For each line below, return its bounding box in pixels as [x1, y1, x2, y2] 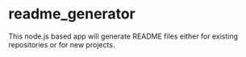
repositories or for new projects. [8, 39, 115, 49]
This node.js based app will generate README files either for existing [8, 31, 239, 41]
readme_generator [8, 5, 136, 23]
